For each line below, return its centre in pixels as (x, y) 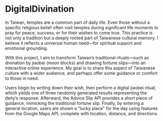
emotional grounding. (27, 48)
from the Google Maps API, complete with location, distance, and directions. (82, 113)
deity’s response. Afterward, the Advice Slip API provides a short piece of (79, 98)
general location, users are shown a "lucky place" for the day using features (81, 108)
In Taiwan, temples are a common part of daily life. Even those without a (78, 22)
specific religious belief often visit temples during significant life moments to (82, 27)
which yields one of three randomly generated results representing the (76, 93)
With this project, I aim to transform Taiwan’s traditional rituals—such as (77, 57)
